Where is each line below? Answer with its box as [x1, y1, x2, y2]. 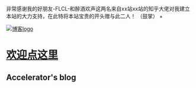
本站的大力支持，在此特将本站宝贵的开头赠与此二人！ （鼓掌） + [6, 12, 163, 20]
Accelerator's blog [6, 72, 76, 82]
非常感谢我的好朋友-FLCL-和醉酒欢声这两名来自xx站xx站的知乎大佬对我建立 [6, 5, 191, 12]
